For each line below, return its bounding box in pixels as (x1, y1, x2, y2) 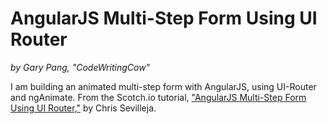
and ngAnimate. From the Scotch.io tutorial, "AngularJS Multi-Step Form (10, 91, 307, 103)
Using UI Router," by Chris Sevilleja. (10, 102, 157, 114)
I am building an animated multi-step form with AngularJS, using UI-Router (10, 80, 317, 92)
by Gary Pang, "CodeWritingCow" (10, 61, 151, 73)
